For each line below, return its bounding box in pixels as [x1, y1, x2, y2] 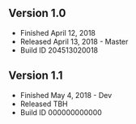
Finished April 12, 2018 [19, 28, 96, 37]
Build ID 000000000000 [19, 107, 103, 117]
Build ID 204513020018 [19, 45, 99, 55]
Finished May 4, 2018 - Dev [19, 90, 113, 100]
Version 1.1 [8, 69, 63, 83]
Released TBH [19, 99, 68, 109]
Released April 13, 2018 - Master [19, 36, 129, 46]
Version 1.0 [8, 6, 66, 20]
